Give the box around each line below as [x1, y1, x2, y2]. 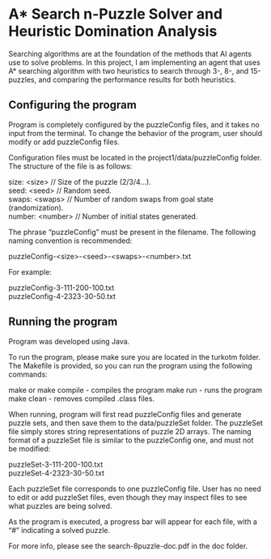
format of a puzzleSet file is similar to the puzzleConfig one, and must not [8, 435, 254, 445]
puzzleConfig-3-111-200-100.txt [8, 283, 115, 292]
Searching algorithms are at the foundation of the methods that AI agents [8, 49, 252, 58]
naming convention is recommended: [8, 236, 133, 245]
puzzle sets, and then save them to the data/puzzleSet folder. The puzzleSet [8, 418, 263, 428]
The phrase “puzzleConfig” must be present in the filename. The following [8, 227, 256, 237]
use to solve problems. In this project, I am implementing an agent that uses [8, 58, 260, 67]
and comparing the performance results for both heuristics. [38, 75, 236, 84]
